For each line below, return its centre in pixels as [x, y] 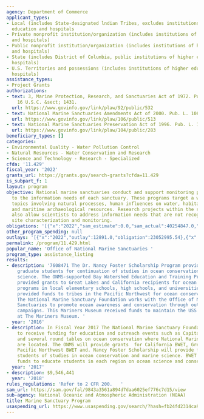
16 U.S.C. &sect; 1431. [47, 102]
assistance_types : [29, 79]
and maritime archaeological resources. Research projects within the [103, 209]
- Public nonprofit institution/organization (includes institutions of [100, 46]
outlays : [17, 237]
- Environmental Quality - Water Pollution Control [73, 147]
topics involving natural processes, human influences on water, [96, 204]
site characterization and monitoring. [62, 221]
